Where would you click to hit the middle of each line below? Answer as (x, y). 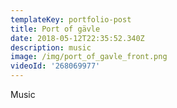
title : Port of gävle (55, 29)
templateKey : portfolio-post (71, 19)
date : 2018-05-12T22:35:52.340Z (77, 38)
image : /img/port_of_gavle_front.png (89, 57)
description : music (51, 47)
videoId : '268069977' (55, 66)
